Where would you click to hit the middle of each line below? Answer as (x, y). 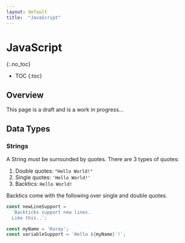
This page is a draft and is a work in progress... (65, 110)
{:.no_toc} (18, 64)
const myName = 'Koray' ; (38, 229)
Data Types (28, 129)
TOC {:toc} (29, 76)
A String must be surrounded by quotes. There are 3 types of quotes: (93, 159)
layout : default (27, 12)
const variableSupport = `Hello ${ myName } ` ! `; (66, 235)
